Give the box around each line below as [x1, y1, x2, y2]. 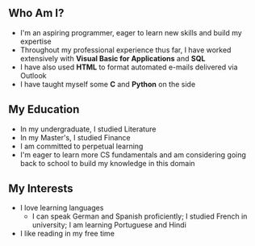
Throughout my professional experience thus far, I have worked [19, 44, 232, 55]
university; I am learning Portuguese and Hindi [31, 220, 187, 230]
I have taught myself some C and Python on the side [19, 79, 196, 89]
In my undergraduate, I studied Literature [19, 124, 157, 134]
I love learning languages [19, 203, 104, 213]
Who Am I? [8, 6, 65, 20]
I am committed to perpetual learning [19, 141, 144, 151]
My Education [8, 102, 80, 116]
